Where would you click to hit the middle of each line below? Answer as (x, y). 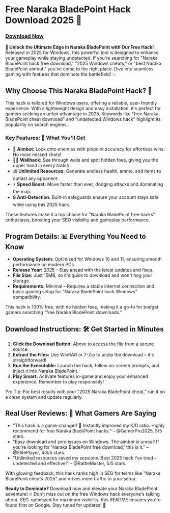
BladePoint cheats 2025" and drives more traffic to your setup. (71, 479)
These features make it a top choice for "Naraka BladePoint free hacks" (80, 214)
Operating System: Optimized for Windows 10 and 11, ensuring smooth (87, 259)
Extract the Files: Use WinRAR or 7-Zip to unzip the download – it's (83, 355)
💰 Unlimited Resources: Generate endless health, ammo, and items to (87, 171)
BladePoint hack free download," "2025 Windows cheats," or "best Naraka (83, 63)
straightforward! (30, 360)
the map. (22, 191)
